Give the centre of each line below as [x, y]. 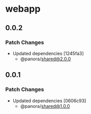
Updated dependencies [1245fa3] [48, 53]
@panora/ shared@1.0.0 [45, 106]
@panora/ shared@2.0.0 [45, 59]
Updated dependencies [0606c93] [49, 101]
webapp [23, 9]
